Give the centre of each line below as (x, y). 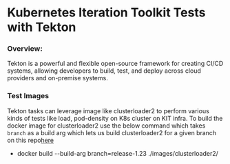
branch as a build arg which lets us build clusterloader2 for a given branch (112, 132)
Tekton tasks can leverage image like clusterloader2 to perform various (108, 110)
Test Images (28, 96)
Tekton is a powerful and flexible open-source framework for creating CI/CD (115, 64)
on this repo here (30, 140)
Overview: (25, 49)
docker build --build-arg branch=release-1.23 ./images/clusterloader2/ (117, 153)
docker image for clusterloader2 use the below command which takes (106, 126)
